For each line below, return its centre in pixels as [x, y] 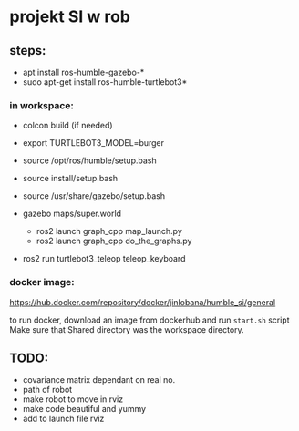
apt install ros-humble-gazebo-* [83, 72]
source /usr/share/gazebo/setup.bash [94, 196]
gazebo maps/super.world [72, 214]
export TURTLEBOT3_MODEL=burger [93, 143]
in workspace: [42, 105]
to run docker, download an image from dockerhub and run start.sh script [149, 320]
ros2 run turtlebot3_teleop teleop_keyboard [104, 259]
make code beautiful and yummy [84, 409]
